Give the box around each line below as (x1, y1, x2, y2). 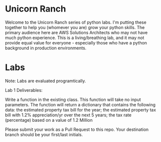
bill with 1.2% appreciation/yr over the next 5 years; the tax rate (5, 112, 132, 118)
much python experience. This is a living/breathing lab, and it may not (5, 35, 145, 41)
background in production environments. (5, 45, 86, 51)
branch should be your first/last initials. (5, 131, 83, 137)
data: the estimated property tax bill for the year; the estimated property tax (5, 107, 156, 113)
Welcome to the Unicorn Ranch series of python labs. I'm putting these (5, 19, 146, 25)
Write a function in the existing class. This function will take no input (5, 97, 141, 102)
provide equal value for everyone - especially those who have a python (5, 40, 147, 45)
